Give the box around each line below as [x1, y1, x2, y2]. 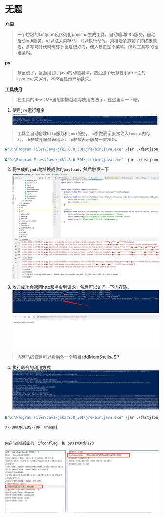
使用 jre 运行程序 [12, 107, 45, 113]
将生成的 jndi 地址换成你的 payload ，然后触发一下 [12, 166, 109, 172]
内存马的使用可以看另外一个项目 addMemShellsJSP [17, 354, 120, 360]
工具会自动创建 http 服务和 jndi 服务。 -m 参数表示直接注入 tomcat [17, 130, 143, 136]
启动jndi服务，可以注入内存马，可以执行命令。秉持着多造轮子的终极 [17, 37, 153, 44]
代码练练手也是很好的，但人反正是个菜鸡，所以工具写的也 [42, 44, 159, 49]
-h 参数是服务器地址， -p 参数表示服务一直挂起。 [25, 136, 121, 142]
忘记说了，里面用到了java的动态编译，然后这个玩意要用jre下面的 [17, 70, 146, 75]
